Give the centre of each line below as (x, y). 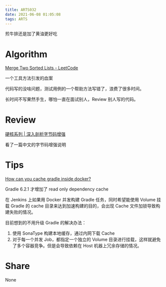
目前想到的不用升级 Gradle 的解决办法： (46, 223)
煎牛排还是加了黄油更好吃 (31, 34)
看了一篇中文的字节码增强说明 (35, 145)
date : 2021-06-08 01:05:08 (33, 14)
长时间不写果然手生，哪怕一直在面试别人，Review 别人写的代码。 (72, 99)
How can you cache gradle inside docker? (48, 179)
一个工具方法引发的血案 (29, 78)
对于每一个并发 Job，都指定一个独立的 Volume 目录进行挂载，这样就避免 (86, 240)
